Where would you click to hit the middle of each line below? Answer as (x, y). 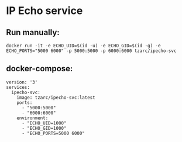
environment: (32, 118)
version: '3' (22, 82)
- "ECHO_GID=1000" (44, 128)
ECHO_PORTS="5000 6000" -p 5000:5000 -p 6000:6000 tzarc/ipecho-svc (91, 51)
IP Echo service (44, 11)
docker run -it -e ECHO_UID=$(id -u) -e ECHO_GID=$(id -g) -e (83, 46)
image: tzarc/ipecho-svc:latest (56, 98)
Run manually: (33, 32)
